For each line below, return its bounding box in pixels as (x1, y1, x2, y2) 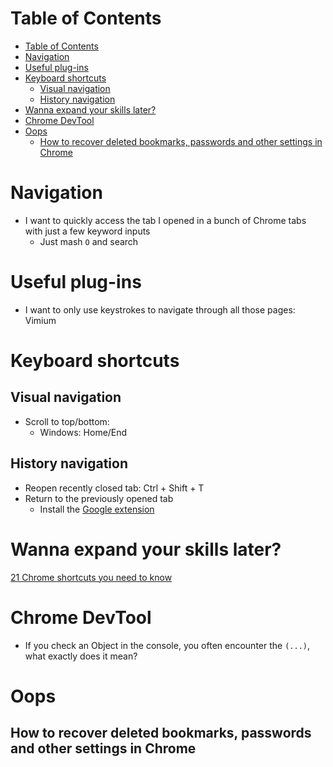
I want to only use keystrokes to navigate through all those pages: (24, 303, 296, 316)
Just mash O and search (39, 235, 139, 247)
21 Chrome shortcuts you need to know (10, 571, 173, 583)
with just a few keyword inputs (24, 225, 151, 237)
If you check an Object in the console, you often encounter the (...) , (24, 639, 310, 651)
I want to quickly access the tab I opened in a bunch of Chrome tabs (24, 214, 307, 226)
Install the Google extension (39, 503, 155, 515)
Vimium (24, 314, 57, 326)
